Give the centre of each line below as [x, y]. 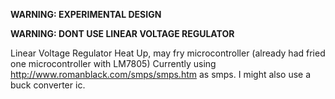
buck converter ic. [48, 85]
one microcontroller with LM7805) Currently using [113, 63]
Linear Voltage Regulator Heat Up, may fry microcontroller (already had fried [168, 53]
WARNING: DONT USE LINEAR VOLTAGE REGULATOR [122, 33]
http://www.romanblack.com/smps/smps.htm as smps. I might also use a [161, 74]
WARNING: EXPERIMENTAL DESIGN [86, 14]
